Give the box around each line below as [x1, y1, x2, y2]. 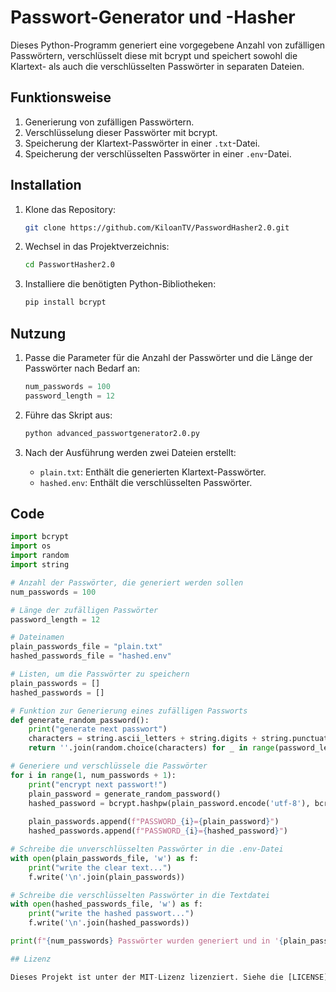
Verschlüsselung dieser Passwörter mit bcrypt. [24, 126, 218, 138]
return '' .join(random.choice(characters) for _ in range [28, 743, 275, 753]
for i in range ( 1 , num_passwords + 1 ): [10, 770, 177, 780]
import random [10, 551, 70, 561]
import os [10, 541, 52, 551]
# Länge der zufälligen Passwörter [10, 605, 159, 615]
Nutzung [10, 325, 67, 342]
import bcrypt [10, 532, 70, 542]
